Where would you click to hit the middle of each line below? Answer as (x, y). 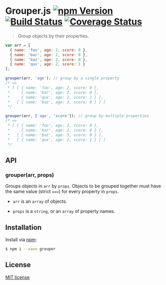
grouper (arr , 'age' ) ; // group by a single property (62, 78)
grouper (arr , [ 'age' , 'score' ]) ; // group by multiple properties (77, 116)
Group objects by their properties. (53, 36)
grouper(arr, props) (30, 175)
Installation (23, 227)
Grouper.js (28, 11)
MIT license (18, 277)
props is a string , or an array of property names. (64, 211)
